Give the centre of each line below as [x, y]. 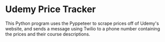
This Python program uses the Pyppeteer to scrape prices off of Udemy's [82, 23]
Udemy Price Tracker [51, 9]
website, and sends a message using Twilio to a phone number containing [83, 28]
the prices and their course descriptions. [48, 34]
